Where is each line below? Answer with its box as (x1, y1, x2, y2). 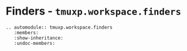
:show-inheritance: (13, 35, 64, 41)
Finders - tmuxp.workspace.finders (5, 4, 182, 18)
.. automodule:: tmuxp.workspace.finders (5, 24, 113, 30)
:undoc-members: (13, 40, 56, 46)
